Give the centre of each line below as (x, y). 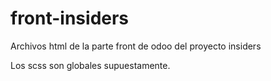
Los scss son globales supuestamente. (90, 65)
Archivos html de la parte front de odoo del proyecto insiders (136, 46)
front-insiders (70, 18)
